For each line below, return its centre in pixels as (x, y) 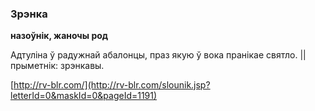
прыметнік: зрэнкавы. (57, 66)
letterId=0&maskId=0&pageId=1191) (84, 96)
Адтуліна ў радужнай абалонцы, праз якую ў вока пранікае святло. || (158, 55)
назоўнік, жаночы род (59, 36)
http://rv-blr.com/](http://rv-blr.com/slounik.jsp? (112, 85)
